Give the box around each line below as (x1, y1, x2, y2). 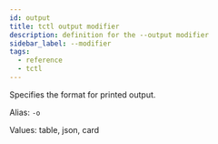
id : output (9, 13, 51, 23)
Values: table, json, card (9, 124, 100, 135)
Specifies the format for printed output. (9, 88, 156, 100)
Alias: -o (9, 107, 41, 118)
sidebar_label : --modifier (9, 38, 112, 48)
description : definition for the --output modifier (9, 30, 209, 39)
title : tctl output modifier (9, 22, 120, 31)
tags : (9, 47, 30, 57)
